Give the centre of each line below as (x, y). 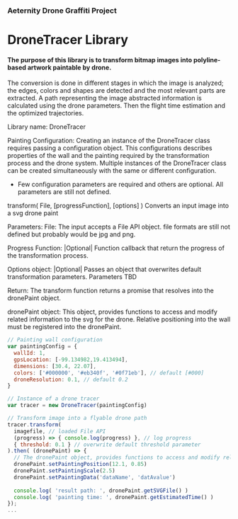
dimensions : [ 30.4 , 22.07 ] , (55, 366)
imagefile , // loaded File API (60, 431)
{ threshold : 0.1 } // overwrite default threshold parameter (107, 445)
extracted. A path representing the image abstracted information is (104, 98)
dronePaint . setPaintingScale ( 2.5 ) (64, 471)
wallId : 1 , (30, 353)
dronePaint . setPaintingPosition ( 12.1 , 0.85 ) (80, 464)
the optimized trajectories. (46, 113)
